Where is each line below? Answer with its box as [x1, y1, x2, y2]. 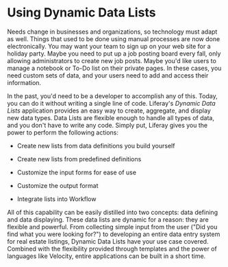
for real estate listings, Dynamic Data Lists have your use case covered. [7, 237, 209, 245]
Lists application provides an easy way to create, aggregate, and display [7, 106, 211, 115]
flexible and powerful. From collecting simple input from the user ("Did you [7, 222, 218, 231]
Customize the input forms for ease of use [16, 168, 137, 176]
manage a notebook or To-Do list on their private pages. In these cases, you [7, 64, 222, 72]
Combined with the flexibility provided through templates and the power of [7, 244, 217, 253]
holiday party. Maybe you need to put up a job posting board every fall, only [7, 49, 221, 58]
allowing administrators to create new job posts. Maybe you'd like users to [7, 56, 217, 65]
